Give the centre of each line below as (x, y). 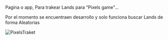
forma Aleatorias (22, 23)
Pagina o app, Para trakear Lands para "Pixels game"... (62, 7)
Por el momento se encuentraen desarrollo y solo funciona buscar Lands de (84, 17)
